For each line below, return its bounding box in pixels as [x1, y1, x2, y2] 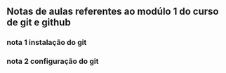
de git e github [6, 17, 71, 29]
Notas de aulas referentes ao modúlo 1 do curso [6, 6, 219, 18]
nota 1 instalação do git [6, 38, 87, 48]
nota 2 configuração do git [6, 56, 99, 66]
